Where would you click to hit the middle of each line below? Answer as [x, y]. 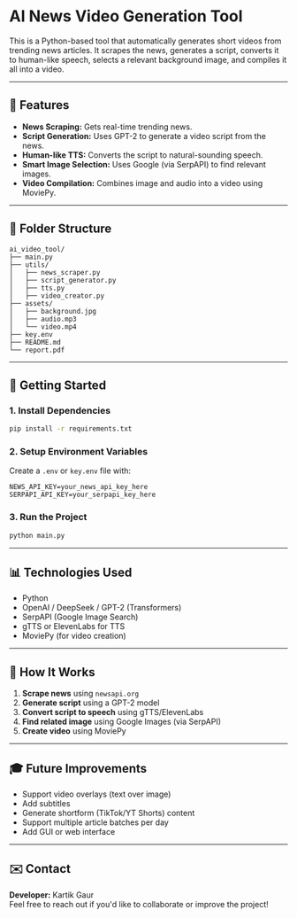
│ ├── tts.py [37, 288]
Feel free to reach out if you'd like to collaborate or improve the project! [139, 904]
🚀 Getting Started [58, 385]
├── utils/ [29, 265]
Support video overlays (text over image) [96, 794]
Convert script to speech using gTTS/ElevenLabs [113, 712]
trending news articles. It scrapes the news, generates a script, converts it [144, 50]
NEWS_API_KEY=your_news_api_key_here [79, 487]
